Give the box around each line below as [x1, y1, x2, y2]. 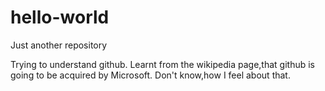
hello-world [10, 6, 110, 29]
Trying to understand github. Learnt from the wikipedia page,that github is [10, 58, 315, 70]
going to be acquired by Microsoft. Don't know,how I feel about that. [10, 69, 291, 81]
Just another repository [10, 39, 108, 51]
